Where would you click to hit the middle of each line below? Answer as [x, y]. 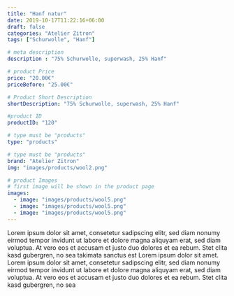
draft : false [26, 27]
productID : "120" [32, 123]
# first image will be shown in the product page [81, 187]
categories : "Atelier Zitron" [51, 33]
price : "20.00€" [31, 78]
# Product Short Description [50, 97]
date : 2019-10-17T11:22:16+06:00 [56, 20]
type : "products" [32, 142]
